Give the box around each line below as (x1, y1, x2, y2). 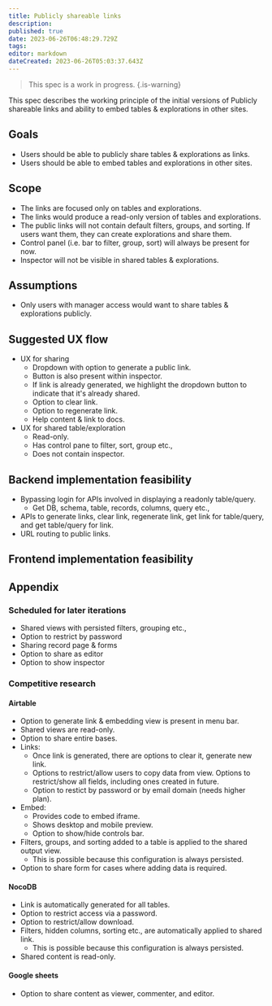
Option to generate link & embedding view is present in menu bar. (19, 716, 240, 726)
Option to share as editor (19, 649, 104, 659)
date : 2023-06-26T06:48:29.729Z (8, 34, 118, 43)
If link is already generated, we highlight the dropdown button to (32, 380, 248, 390)
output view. (19, 846, 63, 855)
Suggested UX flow (8, 332, 109, 346)
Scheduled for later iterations (8, 604, 127, 615)
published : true (8, 27, 63, 35)
